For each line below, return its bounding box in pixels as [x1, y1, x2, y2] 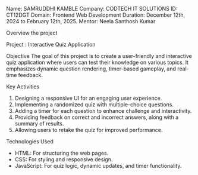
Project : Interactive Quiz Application [6, 41, 96, 48]
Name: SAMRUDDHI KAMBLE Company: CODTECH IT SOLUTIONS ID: [6, 5, 178, 12]
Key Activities [6, 83, 40, 90]
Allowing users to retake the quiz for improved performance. [14, 127, 163, 133]
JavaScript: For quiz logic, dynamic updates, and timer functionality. [14, 162, 182, 169]
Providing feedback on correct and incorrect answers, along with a [14, 113, 179, 121]
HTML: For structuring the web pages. [14, 149, 109, 156]
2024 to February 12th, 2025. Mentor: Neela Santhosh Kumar [6, 18, 156, 24]
